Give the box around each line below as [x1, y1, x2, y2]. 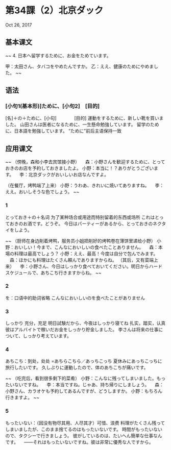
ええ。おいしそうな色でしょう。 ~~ [5, 189, 80, 195]
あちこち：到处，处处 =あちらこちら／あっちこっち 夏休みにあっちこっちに [5, 358, 162, 364]
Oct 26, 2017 [5, 21, 32, 28]
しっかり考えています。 [22, 333, 71, 339]
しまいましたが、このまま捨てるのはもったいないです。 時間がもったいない [5, 426, 162, 432]
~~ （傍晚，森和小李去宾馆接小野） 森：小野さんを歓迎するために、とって [5, 159, 165, 165]
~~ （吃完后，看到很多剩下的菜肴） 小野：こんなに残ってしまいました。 [5, 376, 157, 382]
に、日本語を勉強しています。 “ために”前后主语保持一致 [5, 128, 122, 134]
